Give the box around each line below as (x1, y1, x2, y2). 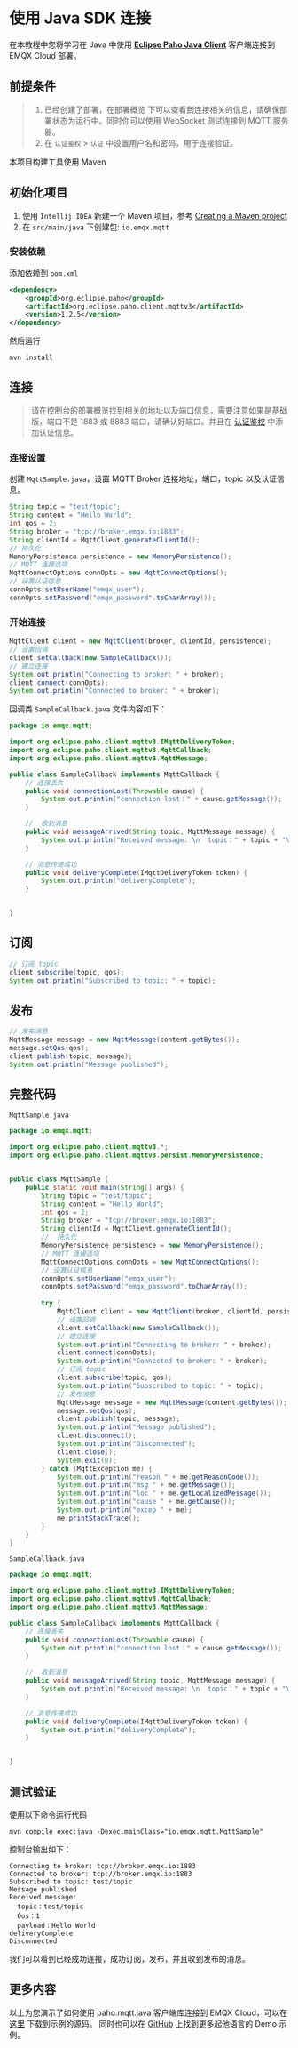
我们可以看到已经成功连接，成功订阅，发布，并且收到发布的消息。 (9, 1954, 250, 1964)
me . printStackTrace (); (56, 1514, 141, 1522)
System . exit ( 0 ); (56, 1456, 117, 1465)
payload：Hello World (17, 1922, 96, 1931)
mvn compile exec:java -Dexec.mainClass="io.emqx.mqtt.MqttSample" (9, 1827, 264, 1836)
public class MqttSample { (9, 1175, 109, 1184)
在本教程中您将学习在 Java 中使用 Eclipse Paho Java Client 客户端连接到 (9, 39, 276, 50)
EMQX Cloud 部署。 (9, 50, 82, 60)
